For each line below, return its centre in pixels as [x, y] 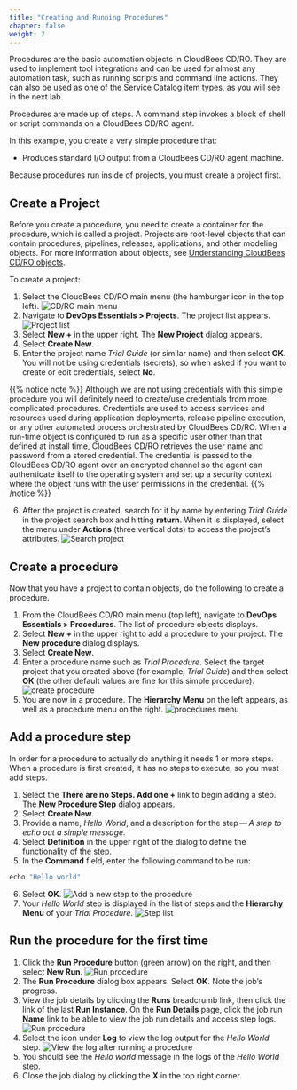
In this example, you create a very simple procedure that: [113, 141]
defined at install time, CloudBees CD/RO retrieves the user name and [137, 446]
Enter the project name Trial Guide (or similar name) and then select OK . [154, 354]
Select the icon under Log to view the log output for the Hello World [145, 1038]
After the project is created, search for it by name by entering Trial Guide [155, 511]
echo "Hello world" [45, 877]
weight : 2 [27, 34]
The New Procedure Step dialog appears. [98, 804]
